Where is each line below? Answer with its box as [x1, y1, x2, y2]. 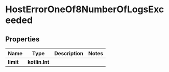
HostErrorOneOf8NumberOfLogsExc [5, 4, 164, 15]
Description [54, 50, 83, 57]
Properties [5, 35, 40, 43]
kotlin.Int [27, 59, 50, 65]
